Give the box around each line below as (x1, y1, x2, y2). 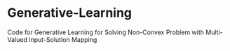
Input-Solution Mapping (29, 35, 97, 43)
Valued (7, 35, 28, 43)
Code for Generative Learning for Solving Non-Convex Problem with (7, 28, 205, 36)
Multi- (205, 28, 223, 36)
